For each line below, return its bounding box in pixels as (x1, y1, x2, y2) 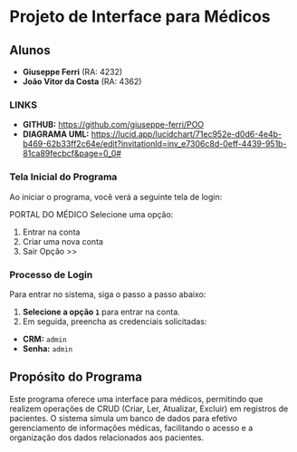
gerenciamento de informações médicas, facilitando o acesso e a (9, 422, 254, 433)
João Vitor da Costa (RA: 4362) (22, 76, 142, 87)
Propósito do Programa (9, 370, 143, 385)
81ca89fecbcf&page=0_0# (22, 148, 122, 159)
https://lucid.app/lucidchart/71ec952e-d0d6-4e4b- (91, 129, 283, 139)
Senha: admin (22, 342, 73, 354)
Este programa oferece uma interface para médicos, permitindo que (9, 393, 263, 404)
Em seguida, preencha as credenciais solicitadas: (22, 315, 207, 327)
